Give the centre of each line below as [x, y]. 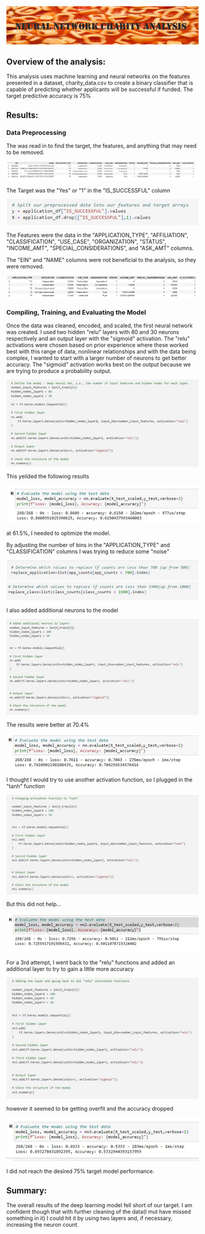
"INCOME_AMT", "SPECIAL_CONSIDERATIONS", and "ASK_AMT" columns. [100, 248]
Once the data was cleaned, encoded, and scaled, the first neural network [100, 325]
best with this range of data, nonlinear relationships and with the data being [101, 352]
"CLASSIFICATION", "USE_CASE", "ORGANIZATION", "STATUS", [86, 242]
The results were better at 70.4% [48, 725]
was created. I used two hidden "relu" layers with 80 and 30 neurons [93, 332]
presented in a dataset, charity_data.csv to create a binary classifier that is [100, 83]
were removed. [25, 267]
